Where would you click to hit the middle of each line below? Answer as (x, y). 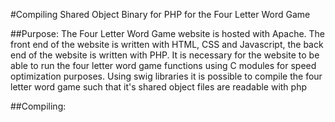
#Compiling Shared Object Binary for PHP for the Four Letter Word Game (160, 14)
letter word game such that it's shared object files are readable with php (159, 87)
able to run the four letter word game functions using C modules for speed (163, 65)
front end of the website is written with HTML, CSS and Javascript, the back (167, 44)
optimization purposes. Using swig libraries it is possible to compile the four (166, 76)
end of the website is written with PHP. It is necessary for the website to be (165, 55)
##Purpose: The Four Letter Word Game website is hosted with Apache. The (168, 33)
